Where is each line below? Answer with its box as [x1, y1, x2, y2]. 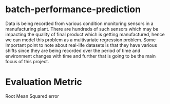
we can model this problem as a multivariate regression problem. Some [5, 37, 156, 43]
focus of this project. [5, 58, 50, 64]
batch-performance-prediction [5, 4, 141, 15]
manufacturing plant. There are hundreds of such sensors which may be [5, 25, 159, 32]
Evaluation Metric [5, 76, 82, 88]
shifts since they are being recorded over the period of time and [5, 47, 141, 54]
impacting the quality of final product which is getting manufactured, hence [5, 31, 165, 37]
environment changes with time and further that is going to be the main [5, 53, 156, 59]
